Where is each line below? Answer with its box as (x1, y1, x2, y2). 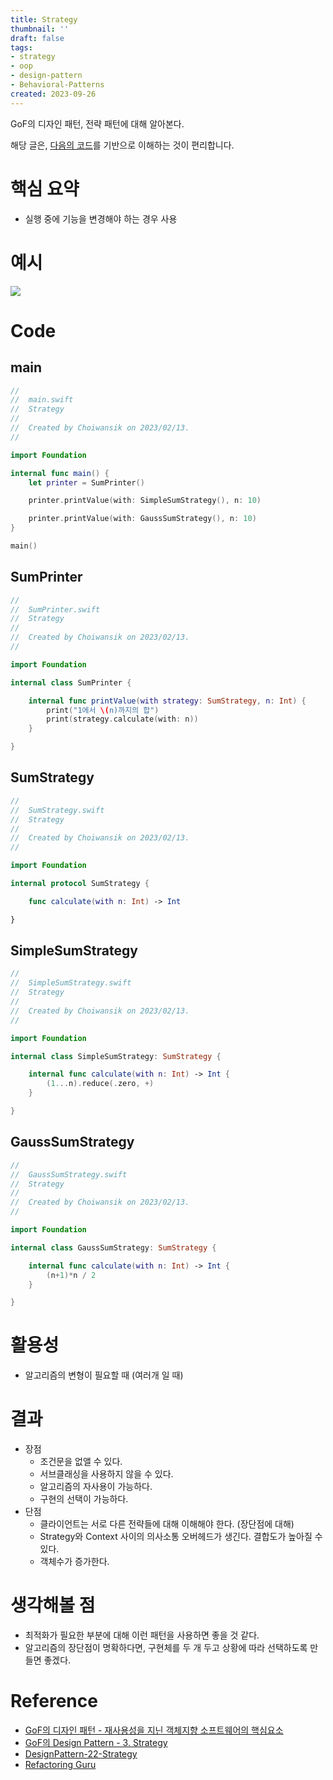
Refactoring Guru (24, 1759, 97, 1770)
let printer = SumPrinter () (28, 477, 145, 488)
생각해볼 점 (10, 1594, 96, 1617)
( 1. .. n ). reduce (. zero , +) (46, 1079, 155, 1089)
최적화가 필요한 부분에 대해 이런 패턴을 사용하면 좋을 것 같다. (24, 1629, 260, 1641)
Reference (10, 1690, 98, 1713)
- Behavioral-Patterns (10, 80, 105, 90)
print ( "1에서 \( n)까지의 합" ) (46, 705, 160, 715)
